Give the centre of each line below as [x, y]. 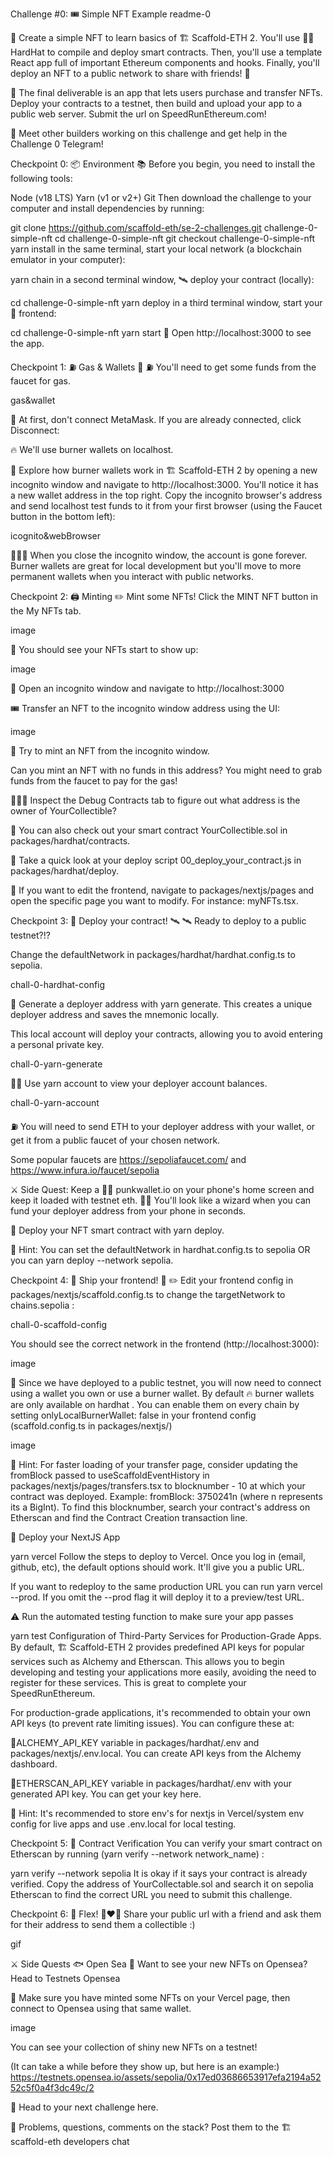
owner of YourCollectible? [63, 811]
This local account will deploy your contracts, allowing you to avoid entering [166, 1034]
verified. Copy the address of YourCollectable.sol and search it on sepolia [162, 1884]
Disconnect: [35, 430]
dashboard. [34, 1764]
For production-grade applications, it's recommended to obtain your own [160, 1712]
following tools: [41, 178]
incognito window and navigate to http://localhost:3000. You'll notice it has [164, 484]
